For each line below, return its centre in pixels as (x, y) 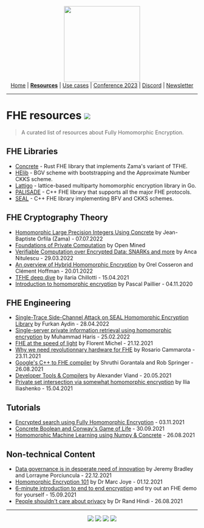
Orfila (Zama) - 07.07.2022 (70, 238)
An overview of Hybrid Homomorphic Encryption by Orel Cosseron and (104, 264)
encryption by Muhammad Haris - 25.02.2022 (73, 337)
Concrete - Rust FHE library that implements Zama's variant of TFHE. (101, 166)
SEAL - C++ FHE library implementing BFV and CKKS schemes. (94, 198)
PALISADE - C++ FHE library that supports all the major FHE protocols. (103, 192)
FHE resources (44, 116)
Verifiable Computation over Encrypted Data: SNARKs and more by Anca (106, 252)
